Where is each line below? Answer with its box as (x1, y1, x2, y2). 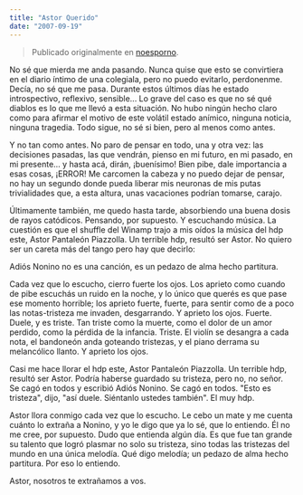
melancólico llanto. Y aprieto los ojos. (9, 346, 149, 357)
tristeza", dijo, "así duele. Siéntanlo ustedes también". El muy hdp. (9, 392, 255, 403)
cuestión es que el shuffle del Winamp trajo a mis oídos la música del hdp (9, 224, 283, 235)
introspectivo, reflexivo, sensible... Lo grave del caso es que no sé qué (9, 92, 272, 104)
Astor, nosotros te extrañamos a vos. (9, 475, 147, 486)
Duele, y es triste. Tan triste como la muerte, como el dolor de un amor (9, 317, 273, 328)
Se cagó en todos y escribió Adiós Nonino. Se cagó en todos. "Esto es (9, 382, 271, 394)
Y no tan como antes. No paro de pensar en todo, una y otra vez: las (9, 139, 264, 150)
